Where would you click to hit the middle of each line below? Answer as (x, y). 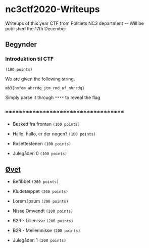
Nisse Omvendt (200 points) (43, 211)
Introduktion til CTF (30, 59)
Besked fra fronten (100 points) (46, 124)
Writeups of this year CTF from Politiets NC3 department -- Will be (74, 23)
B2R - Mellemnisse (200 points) (46, 230)
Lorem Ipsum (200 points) (40, 201)
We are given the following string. (40, 79)
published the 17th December (36, 28)
